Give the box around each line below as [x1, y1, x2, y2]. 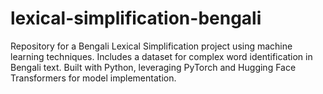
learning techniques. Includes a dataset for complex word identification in [10, 50, 313, 62]
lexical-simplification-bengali [10, 7, 262, 30]
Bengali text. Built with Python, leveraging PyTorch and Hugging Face [10, 61, 297, 73]
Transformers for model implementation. [10, 72, 177, 84]
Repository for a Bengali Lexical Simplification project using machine [10, 40, 293, 52]
